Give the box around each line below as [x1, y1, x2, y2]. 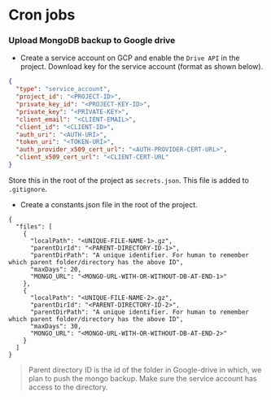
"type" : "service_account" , [15, 85, 111, 93]
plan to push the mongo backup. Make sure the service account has [28, 373, 257, 383]
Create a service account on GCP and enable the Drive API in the [20, 53, 240, 63]
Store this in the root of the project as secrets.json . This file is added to [8, 175, 250, 185]
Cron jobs [8, 6, 76, 24]
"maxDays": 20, [29, 265, 82, 273]
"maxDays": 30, [29, 322, 82, 330]
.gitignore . [8, 184, 47, 193]
